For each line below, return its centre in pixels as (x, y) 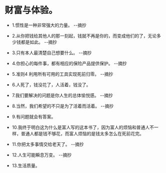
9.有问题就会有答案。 (34, 116)
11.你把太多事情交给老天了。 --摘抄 (48, 144)
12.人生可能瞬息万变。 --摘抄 (42, 155)
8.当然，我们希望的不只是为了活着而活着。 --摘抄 (63, 106)
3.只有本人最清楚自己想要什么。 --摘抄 (52, 53)
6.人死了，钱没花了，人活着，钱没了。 (51, 84)
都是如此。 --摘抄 (39, 42)
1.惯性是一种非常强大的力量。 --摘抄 (49, 25)
